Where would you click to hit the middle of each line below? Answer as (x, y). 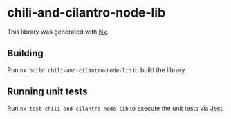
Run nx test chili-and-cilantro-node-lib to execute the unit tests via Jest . (116, 108)
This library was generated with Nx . (58, 32)
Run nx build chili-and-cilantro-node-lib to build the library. (97, 69)
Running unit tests (47, 92)
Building (25, 53)
